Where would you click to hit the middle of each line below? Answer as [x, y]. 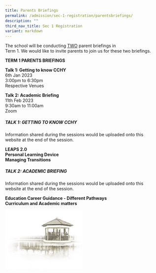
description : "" [22, 21]
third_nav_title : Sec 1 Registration [44, 26]
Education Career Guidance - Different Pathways [56, 198]
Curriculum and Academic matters [41, 204]
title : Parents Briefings [31, 10]
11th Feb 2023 [19, 100]
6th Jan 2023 [19, 75]
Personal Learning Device [32, 154]
